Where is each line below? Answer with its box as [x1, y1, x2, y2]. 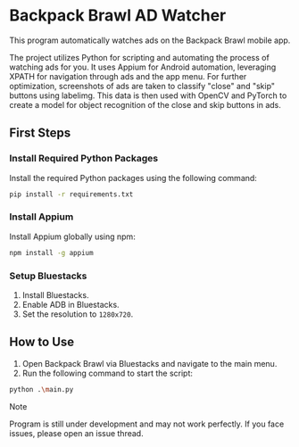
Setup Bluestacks [9, 269, 87, 282]
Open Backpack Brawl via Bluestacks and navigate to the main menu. [21, 358, 278, 368]
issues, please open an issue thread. [9, 427, 145, 438]
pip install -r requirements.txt [9, 189, 134, 199]
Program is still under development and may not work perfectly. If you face [9, 418, 285, 429]
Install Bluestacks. [21, 289, 89, 300]
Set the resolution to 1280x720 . [21, 309, 134, 319]
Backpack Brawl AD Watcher [9, 5, 227, 26]
